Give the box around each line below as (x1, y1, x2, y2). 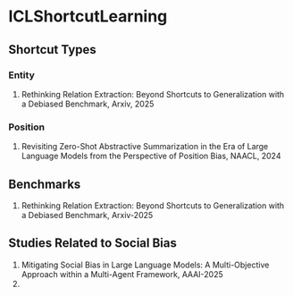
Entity (8, 69, 35, 81)
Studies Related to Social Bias (8, 235, 178, 251)
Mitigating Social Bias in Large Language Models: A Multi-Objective (21, 259, 270, 270)
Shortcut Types (8, 42, 97, 57)
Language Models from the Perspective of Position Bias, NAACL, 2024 (21, 150, 281, 162)
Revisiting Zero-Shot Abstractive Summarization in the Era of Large (21, 141, 269, 152)
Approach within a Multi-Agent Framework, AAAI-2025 (21, 268, 224, 279)
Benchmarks (8, 176, 81, 191)
